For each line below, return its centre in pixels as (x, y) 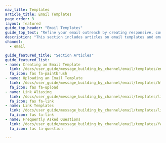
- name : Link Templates (30, 106)
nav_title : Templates (27, 10)
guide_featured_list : (27, 60)
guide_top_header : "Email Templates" (44, 28)
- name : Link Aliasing (28, 92)
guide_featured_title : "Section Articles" (49, 55)
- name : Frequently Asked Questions (43, 119)
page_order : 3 (20, 19)
